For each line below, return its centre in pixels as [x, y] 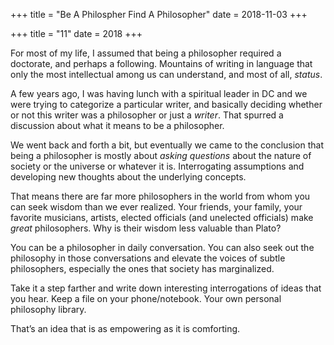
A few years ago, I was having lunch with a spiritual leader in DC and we [159, 93]
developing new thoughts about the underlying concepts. [128, 177]
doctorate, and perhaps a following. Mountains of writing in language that [161, 63]
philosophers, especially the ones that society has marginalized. [142, 268]
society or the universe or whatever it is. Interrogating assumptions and [157, 166]
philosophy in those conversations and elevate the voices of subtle [148, 258]
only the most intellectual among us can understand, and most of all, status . [166, 74]
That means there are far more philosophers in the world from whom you [160, 196]
